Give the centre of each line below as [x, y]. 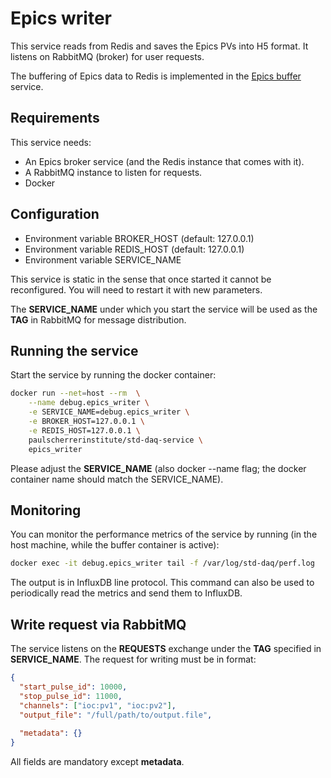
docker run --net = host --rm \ [75, 393]
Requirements [55, 118]
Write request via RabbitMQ [98, 624]
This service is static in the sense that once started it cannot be [141, 279]
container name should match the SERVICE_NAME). [117, 479]
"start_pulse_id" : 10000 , [73, 687]
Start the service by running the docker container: [113, 375]
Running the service [74, 350]
